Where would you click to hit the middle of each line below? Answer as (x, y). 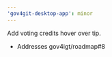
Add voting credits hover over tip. (54, 33)
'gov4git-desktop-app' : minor (50, 13)
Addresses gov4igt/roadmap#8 (61, 46)
